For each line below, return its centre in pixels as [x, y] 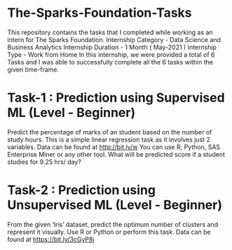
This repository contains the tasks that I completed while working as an [110, 32]
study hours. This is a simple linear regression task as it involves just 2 [109, 139]
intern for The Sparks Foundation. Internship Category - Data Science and [114, 39]
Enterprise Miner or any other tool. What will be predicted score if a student [116, 154]
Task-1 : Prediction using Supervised [116, 98]
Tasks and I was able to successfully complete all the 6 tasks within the [110, 62]
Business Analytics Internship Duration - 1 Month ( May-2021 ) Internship [112, 47]
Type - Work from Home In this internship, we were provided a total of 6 [111, 55]
